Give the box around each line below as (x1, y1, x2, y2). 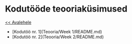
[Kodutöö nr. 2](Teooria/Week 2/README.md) (12, 34, 104, 40)
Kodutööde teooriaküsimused (5, 3, 128, 15)
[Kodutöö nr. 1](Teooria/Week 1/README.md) (12, 29, 102, 34)
